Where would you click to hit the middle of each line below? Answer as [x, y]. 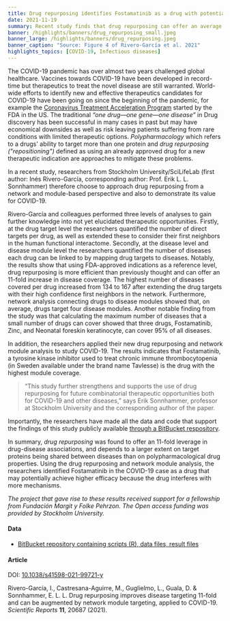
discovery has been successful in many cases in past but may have [102, 122]
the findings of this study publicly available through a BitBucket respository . [114, 428]
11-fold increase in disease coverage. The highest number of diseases [106, 279]
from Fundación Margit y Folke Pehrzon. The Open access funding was [108, 506]
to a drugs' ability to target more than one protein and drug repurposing [108, 144]
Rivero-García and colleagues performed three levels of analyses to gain [110, 214]
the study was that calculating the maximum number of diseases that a [107, 316]
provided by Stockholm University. [56, 513]
